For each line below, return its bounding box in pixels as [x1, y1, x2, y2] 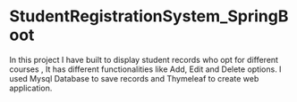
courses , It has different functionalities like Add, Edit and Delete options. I [9, 64, 282, 75]
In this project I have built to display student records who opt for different [9, 54, 279, 65]
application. [9, 82, 53, 93]
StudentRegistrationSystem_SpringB [9, 6, 289, 27]
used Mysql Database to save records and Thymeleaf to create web [9, 73, 259, 83]
